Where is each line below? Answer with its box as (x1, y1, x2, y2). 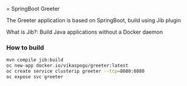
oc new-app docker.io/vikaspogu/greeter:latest (6, 63, 129, 69)
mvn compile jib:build (6, 57, 64, 63)
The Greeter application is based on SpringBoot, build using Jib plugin (6, 17, 182, 23)
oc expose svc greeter (6, 73, 64, 80)
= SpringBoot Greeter (6, 5, 60, 12)
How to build (6, 43, 44, 52)
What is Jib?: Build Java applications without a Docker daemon (6, 28, 163, 35)
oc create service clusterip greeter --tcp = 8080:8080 (6, 69, 145, 75)
